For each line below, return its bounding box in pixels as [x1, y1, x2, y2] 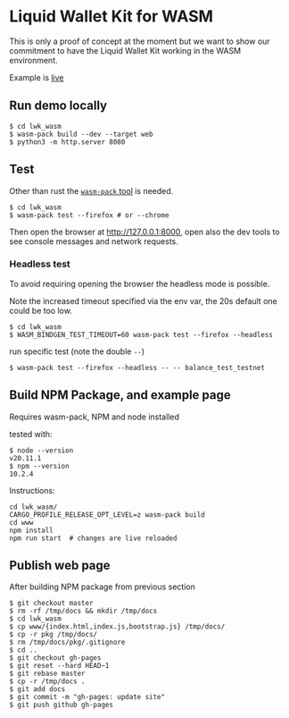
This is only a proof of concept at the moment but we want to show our [9, 36, 270, 46]
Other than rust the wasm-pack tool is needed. [9, 185, 174, 196]
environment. [9, 55, 58, 65]
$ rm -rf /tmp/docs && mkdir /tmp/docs [9, 606, 158, 616]
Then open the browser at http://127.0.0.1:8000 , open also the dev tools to [9, 226, 280, 237]
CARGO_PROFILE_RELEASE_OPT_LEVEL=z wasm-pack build [9, 510, 205, 519]
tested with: [9, 428, 53, 439]
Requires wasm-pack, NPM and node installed [9, 411, 180, 422]
